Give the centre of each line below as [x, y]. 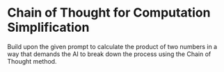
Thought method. [32, 61]
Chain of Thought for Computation [109, 13]
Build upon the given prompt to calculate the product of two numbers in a [112, 46]
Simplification [48, 27]
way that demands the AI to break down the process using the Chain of [109, 54]
